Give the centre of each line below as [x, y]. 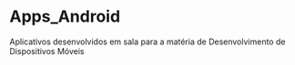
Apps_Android [65, 17]
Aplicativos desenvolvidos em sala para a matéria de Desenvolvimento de [147, 42]
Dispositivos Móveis [47, 51]
